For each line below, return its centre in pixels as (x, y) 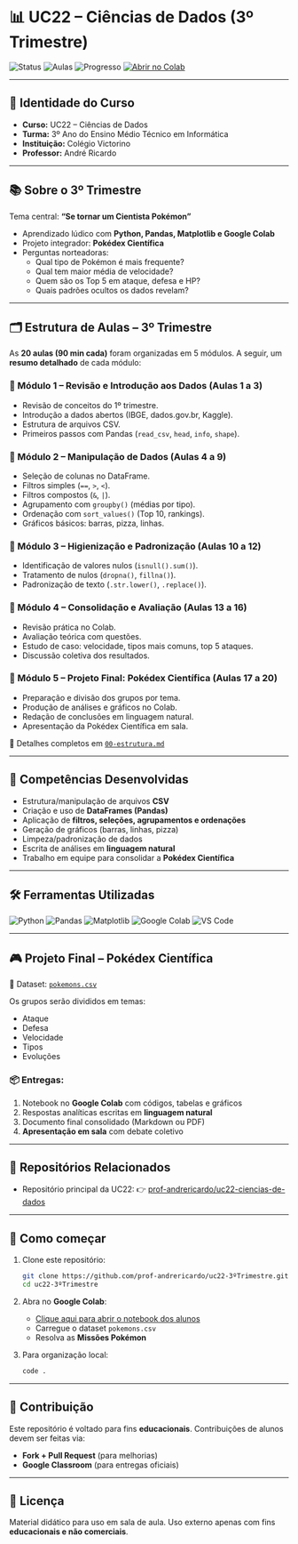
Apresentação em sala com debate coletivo (103, 1131)
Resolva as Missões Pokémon (90, 1337)
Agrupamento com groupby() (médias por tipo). (109, 504)
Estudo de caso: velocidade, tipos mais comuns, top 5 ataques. (137, 646)
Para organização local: (65, 1355)
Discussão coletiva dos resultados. (86, 655)
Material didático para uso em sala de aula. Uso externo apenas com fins (142, 1523)
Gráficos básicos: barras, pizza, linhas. (93, 523)
